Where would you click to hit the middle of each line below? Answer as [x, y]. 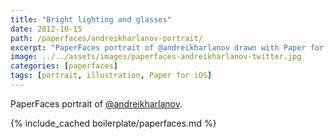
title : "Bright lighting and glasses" [91, 19]
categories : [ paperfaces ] [64, 66]
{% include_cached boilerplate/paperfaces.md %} [113, 123]
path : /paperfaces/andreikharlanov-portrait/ [106, 38]
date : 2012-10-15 [46, 29]
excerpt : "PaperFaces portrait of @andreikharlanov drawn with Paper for [167, 47]
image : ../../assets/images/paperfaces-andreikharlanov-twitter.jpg [156, 57]
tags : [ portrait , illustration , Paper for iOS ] [111, 76]
